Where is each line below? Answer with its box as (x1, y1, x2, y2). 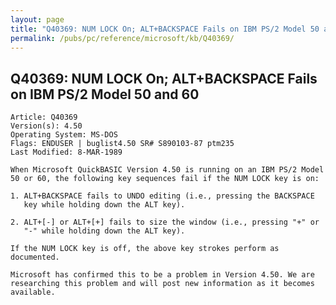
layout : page (10, 14, 65, 25)
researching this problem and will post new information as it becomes (10, 279, 315, 289)
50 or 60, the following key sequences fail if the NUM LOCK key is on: (10, 174, 320, 184)
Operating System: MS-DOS (10, 130, 118, 140)
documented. (10, 252, 60, 263)
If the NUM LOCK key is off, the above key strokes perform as (10, 244, 280, 254)
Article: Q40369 (10, 112, 78, 123)
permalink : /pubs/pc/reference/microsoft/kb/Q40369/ (10, 33, 235, 43)
